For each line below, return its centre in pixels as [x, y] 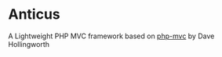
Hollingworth [29, 44]
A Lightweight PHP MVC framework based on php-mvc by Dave [111, 36]
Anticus [34, 14]
